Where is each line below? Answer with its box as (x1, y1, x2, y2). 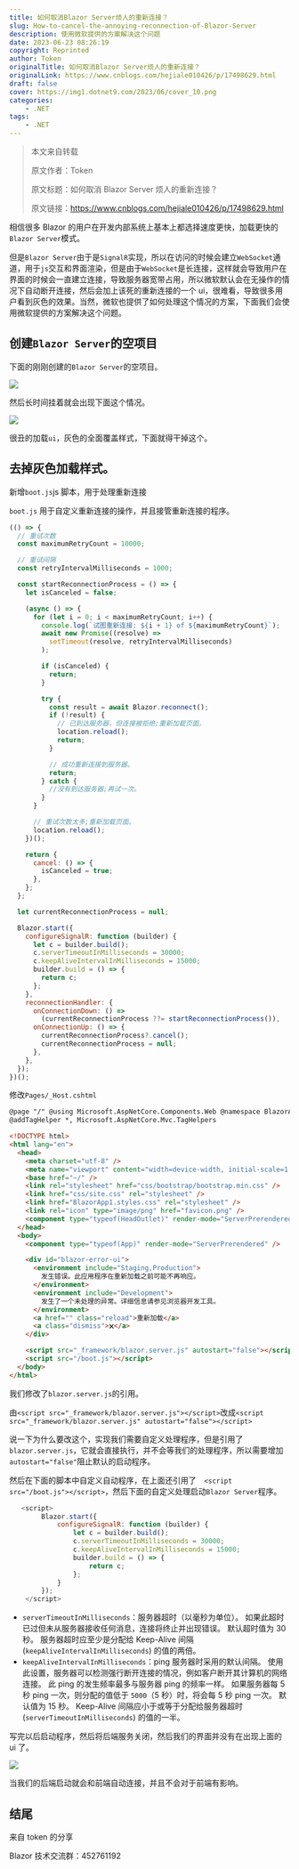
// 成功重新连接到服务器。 (48, 760, 134, 769)
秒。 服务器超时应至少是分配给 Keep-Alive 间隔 (21, 1634, 194, 1645)
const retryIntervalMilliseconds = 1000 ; (17, 564, 174, 573)
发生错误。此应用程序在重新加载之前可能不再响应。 (41, 1272, 200, 1282)
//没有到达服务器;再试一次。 (48, 785, 141, 794)
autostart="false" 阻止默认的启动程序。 (9, 1456, 156, 1467)
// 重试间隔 (17, 555, 56, 565)
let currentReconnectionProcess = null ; (17, 907, 169, 917)
